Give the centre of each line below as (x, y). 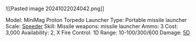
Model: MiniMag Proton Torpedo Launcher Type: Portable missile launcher (96, 20)
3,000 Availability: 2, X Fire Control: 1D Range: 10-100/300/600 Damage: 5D (98, 33)
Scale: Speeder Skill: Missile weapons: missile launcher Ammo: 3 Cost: (92, 26)
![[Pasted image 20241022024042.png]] (55, 9)
